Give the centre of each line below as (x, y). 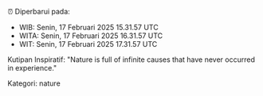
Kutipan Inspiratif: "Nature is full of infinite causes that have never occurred (131, 60)
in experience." (32, 68)
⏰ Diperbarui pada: (39, 12)
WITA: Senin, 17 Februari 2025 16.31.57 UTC (91, 36)
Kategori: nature (34, 83)
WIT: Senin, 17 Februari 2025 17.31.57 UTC (88, 44)
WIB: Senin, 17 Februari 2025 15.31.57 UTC (88, 27)
